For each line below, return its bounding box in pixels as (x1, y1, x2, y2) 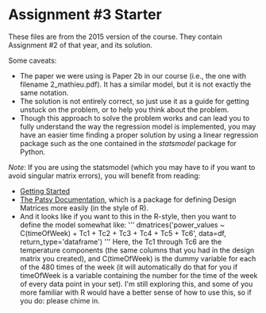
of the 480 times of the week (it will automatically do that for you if (19, 262, 238, 272)
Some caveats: (8, 56, 57, 65)
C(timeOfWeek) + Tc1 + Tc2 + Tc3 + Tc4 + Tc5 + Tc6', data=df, (19, 228, 226, 238)
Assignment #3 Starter (8, 6, 163, 24)
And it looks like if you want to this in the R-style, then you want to (19, 211, 237, 221)
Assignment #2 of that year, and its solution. (8, 40, 153, 49)
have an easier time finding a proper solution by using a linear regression (19, 129, 259, 140)
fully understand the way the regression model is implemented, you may (19, 122, 256, 131)
